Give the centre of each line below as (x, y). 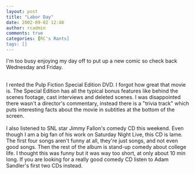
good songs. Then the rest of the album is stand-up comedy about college (96, 146)
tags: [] (17, 45)
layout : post (22, 11)
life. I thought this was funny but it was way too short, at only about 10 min (96, 153)
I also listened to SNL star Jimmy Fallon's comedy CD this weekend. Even (95, 128)
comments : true (25, 33)
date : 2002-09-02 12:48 (35, 22)
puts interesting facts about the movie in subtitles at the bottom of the (90, 110)
